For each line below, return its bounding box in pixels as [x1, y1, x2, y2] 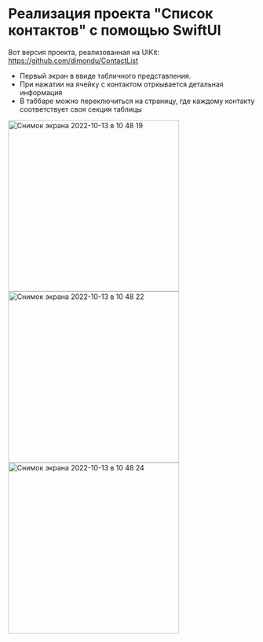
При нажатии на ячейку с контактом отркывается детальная [19, 79, 224, 89]
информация [19, 87, 63, 97]
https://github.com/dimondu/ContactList [8, 56, 139, 65]
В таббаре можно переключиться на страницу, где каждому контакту [19, 96, 255, 105]
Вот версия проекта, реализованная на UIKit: [8, 47, 159, 57]
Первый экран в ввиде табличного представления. [19, 71, 192, 80]
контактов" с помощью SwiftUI [8, 21, 221, 39]
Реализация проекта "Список [8, 5, 214, 23]
